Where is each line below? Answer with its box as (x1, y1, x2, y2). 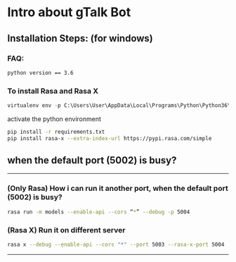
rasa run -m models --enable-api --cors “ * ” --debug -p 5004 (7, 208, 190, 216)
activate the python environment (7, 114, 102, 123)
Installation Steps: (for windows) (7, 32, 153, 44)
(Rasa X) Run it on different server (7, 225, 126, 235)
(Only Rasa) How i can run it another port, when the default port (7, 184, 228, 194)
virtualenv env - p (7, 102, 61, 109)
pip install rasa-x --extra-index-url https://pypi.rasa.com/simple (7, 135, 212, 142)
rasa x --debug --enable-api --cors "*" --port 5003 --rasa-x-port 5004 (7, 241, 225, 248)
